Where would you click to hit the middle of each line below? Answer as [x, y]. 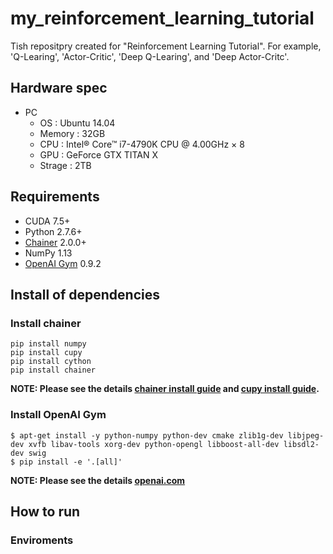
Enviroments [42, 540]
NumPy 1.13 [48, 253]
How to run [45, 511]
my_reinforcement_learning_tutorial [162, 18]
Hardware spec [59, 88]
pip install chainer [53, 370]
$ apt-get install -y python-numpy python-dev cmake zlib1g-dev [147, 435]
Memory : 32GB [72, 133]
